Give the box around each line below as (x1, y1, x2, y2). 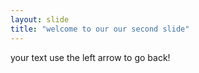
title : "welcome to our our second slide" (10, 24, 190, 34)
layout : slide (10, 14, 70, 25)
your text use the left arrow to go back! (10, 51, 171, 63)
